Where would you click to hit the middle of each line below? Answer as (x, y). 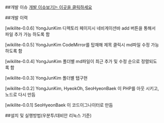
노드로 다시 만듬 (20, 94)
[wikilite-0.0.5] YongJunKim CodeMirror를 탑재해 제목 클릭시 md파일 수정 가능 (82, 45)
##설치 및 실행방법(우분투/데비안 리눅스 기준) (49, 115)
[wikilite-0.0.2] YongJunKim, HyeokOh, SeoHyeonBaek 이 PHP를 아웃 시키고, (82, 88)
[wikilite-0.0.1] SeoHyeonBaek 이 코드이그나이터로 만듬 (59, 105)
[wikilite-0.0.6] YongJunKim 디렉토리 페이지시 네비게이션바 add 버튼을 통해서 (81, 28)
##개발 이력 (16, 18)
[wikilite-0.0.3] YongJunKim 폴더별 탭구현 (46, 78)
